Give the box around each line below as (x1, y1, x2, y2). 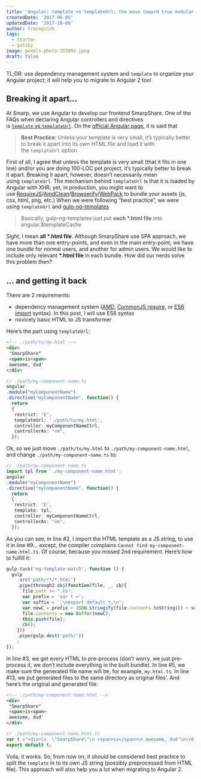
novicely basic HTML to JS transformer (14, 316, 112, 323)
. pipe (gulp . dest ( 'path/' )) (17, 633, 84, 639)
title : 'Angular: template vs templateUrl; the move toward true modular (6, 8, 194, 15)
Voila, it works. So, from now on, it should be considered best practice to (6, 753, 185, 760)
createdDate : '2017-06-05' (6, 14, 74, 20)
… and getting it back (6, 276, 87, 286)
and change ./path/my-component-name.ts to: (6, 451, 117, 458)
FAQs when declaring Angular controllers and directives (6, 116, 144, 123)
